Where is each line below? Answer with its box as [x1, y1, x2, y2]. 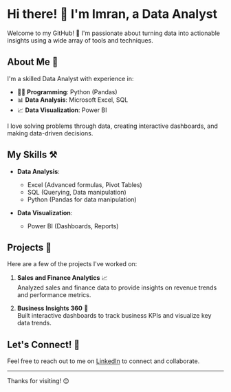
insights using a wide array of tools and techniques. [7, 36, 153, 44]
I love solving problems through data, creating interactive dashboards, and [7, 122, 218, 130]
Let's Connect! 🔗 [7, 338, 80, 350]
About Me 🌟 [7, 56, 58, 68]
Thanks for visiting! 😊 [7, 377, 70, 385]
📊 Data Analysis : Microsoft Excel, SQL [16, 96, 129, 104]
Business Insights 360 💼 [16, 304, 89, 312]
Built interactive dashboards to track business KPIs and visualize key [16, 312, 212, 320]
